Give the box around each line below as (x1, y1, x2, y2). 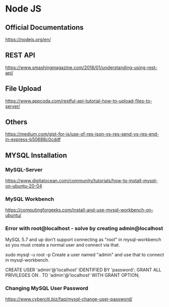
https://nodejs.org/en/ (5, 36, 51, 42)
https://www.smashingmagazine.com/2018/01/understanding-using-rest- (5, 64, 158, 71)
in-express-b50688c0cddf (5, 137, 61, 143)
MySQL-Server (5, 166, 43, 173)
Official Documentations (5, 23, 84, 32)
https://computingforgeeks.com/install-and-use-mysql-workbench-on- (5, 207, 154, 213)
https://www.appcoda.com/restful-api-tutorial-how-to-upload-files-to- (5, 98, 152, 104)
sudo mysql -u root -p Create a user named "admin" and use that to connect (5, 252, 164, 258)
